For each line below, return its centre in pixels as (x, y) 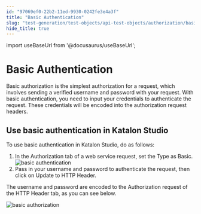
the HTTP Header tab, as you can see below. (61, 193)
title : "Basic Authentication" (45, 17)
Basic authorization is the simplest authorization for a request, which (91, 86)
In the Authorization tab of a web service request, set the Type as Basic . (104, 156)
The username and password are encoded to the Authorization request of (97, 187)
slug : (13, 23)
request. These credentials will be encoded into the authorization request (97, 105)
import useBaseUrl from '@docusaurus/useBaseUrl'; (71, 45)
